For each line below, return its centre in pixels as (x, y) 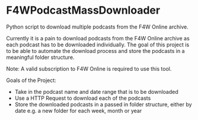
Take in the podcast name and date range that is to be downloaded (97, 91)
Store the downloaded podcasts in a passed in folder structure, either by (103, 104)
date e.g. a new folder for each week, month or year (78, 110)
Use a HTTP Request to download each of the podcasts (83, 98)
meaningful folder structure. (40, 57)
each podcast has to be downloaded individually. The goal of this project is (98, 45)
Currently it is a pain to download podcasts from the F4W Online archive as (98, 38)
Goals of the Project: (31, 80)
